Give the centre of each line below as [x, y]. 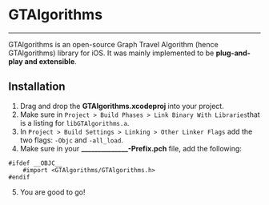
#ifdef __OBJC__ [35, 163]
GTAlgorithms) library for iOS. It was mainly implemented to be [111, 53]
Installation [37, 87]
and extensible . [51, 61]
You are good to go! [52, 192]
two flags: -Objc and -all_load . [72, 140]
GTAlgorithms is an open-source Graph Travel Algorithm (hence [113, 44]
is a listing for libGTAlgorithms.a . [74, 123]
